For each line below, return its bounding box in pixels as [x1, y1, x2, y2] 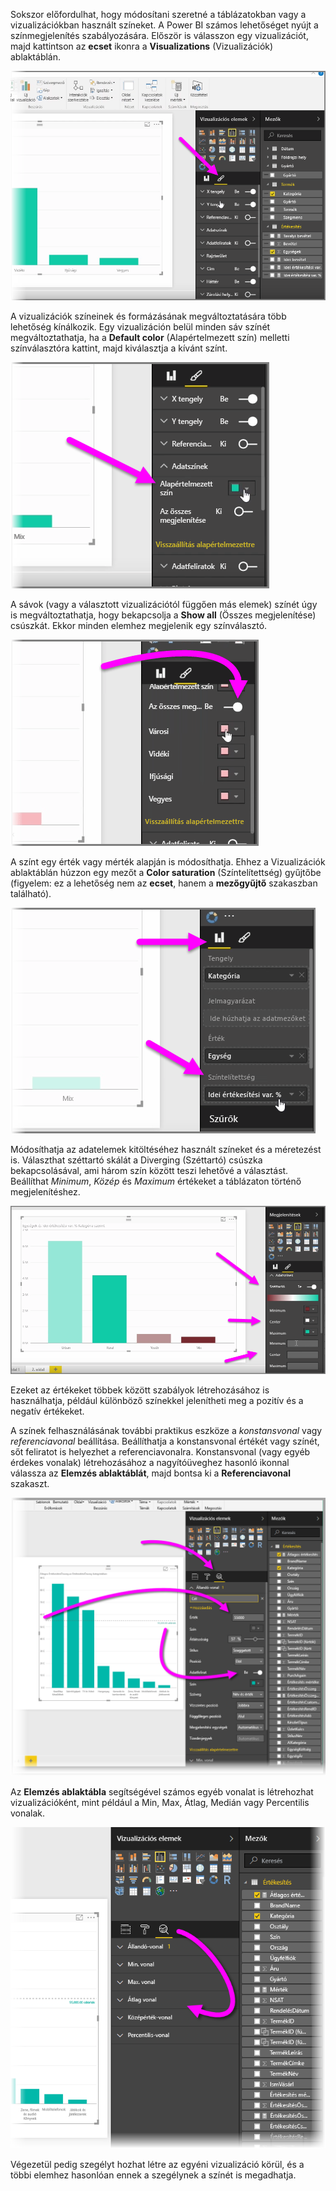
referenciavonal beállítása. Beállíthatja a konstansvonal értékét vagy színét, [10, 1435, 320, 1448]
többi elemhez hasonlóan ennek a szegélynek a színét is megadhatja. [10, 2169, 297, 2181]
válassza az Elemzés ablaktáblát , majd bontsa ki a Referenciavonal [10, 1467, 291, 1479]
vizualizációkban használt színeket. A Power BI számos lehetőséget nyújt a [10, 19, 319, 31]
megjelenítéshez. [10, 1186, 81, 1198]
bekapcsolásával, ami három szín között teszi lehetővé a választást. [10, 1165, 289, 1177]
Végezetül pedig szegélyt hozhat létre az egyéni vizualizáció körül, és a [10, 2159, 305, 2171]
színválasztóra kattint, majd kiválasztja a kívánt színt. [10, 342, 228, 354]
